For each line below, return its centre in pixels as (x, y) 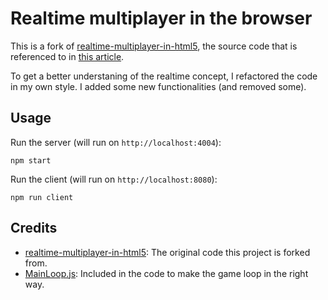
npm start (31, 160)
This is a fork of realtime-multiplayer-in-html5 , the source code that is (154, 46)
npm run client (42, 197)
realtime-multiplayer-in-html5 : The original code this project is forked (167, 252)
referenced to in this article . (67, 56)
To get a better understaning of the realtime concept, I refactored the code (164, 76)
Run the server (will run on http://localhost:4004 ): (116, 142)
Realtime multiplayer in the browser (161, 18)
